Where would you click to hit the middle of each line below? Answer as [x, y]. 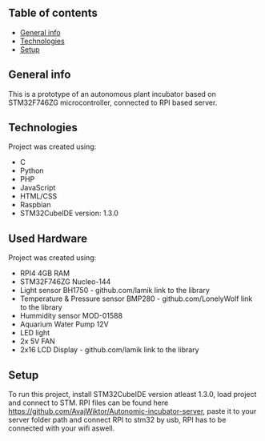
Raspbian [35, 205]
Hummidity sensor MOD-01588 [71, 316]
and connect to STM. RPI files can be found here [88, 403]
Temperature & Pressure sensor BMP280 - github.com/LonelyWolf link [136, 299]
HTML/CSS [38, 196]
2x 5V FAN [38, 341]
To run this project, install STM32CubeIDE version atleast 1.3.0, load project [132, 395]
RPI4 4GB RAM [45, 273]
